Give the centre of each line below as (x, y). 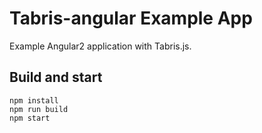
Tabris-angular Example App (131, 18)
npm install (34, 100)
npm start (30, 118)
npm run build (39, 109)
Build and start (56, 77)
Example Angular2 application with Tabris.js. (100, 46)
